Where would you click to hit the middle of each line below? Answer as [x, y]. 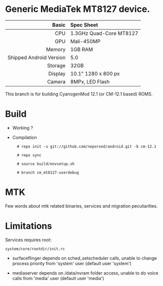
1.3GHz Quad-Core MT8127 [104, 33]
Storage [56, 66]
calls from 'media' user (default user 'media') [58, 278]
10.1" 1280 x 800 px [95, 73]
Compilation [24, 137]
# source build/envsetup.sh [46, 164]
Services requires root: [28, 240]
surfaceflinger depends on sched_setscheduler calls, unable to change [84, 258]
